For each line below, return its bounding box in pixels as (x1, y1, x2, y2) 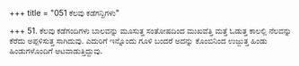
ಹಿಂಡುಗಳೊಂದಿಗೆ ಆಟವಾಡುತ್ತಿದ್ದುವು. (9, 45, 103, 56)
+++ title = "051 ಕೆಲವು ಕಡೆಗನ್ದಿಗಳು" (9, 8, 119, 18)
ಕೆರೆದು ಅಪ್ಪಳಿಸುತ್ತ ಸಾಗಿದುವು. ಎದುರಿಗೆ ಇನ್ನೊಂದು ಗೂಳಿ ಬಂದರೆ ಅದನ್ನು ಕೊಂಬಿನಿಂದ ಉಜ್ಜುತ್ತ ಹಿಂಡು (9, 36, 268, 45)
